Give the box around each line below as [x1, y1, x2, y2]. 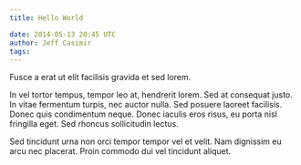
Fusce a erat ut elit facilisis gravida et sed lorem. [9, 72, 192, 83]
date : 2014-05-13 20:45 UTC [9, 29, 117, 39]
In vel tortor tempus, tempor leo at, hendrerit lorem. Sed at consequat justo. [9, 89, 294, 100]
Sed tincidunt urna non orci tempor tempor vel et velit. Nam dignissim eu [9, 136, 282, 147]
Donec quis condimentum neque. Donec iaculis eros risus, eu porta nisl [9, 108, 278, 119]
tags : [9, 46, 30, 56]
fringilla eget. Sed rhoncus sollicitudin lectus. [9, 119, 180, 129]
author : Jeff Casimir [9, 38, 92, 47]
